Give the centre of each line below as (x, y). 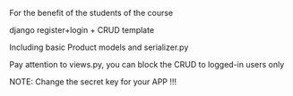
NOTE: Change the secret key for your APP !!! (93, 82)
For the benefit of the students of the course (91, 13)
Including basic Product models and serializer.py (99, 47)
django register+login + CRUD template (82, 30)
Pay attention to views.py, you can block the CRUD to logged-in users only (147, 64)
